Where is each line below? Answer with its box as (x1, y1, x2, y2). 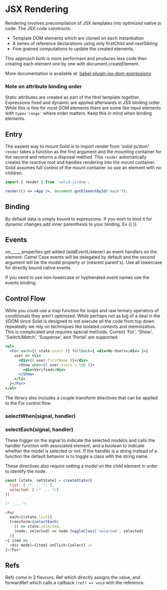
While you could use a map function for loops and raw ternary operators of (5, 308, 159, 314)
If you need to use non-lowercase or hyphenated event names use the (5, 274, 150, 281)
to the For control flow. (5, 400, 52, 406)
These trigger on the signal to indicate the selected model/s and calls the (5, 437, 156, 443)
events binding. (5, 280, 37, 286)
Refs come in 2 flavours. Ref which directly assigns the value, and (5, 574, 141, 580)
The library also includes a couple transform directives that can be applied (5, 394, 158, 401)
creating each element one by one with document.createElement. (5, 61, 140, 67)
